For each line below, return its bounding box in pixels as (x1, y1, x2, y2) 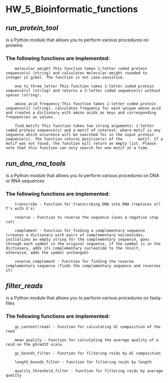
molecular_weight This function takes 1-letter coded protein (15, 66, 147, 71)
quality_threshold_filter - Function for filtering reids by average (15, 368, 163, 373)
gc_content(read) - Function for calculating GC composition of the (15, 324, 161, 329)
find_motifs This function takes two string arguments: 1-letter (15, 123, 154, 129)
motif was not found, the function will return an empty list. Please (6, 141, 156, 146)
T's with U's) (6, 206, 36, 211)
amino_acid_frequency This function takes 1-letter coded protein (15, 102, 156, 107)
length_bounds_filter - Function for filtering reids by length (15, 359, 152, 364)
